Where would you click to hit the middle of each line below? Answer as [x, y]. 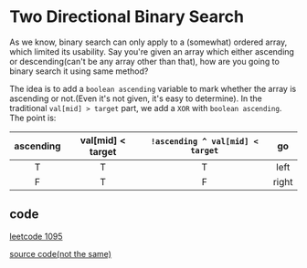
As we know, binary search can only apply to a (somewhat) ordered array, [148, 42]
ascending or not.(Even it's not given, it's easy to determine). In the [136, 98]
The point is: [33, 118]
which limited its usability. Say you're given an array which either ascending [152, 51]
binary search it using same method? [79, 71]
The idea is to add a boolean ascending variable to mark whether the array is [153, 88]
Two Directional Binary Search [127, 17]
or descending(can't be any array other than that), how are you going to [145, 61]
